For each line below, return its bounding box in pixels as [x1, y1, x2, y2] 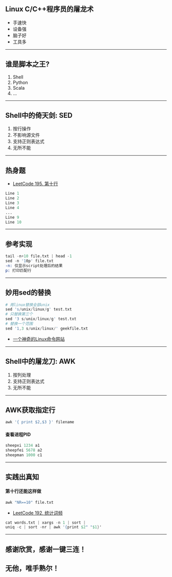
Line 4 [5, 205, 19, 210]
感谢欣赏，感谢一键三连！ [5, 545, 86, 553]
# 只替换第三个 [5, 312, 33, 317]
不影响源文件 [12, 132, 40, 138]
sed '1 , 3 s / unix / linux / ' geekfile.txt [5, 326, 88, 331]
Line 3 [5, 200, 19, 205]
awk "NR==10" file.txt [5, 500, 54, 505]
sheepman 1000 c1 [5, 452, 42, 458]
